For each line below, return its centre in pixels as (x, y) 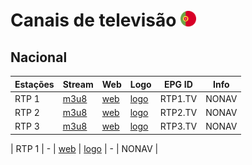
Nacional (39, 57)
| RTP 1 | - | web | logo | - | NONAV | (84, 148)
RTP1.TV (178, 98)
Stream (78, 84)
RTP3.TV (178, 126)
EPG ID (178, 84)
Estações (34, 84)
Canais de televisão (93, 20)
